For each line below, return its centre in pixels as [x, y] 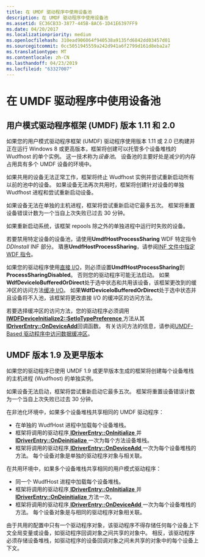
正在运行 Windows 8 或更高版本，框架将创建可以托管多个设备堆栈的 [92, 149]
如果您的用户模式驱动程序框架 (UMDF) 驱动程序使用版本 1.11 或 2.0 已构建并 [101, 141]
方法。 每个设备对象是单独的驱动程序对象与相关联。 [80, 456]
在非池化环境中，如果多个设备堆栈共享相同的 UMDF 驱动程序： [85, 412]
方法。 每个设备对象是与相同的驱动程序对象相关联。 [80, 512]
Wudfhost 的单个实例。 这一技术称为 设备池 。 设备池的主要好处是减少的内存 [101, 157]
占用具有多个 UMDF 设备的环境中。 [51, 164]
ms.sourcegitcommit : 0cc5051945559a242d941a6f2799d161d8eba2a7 [88, 46]
